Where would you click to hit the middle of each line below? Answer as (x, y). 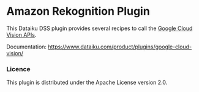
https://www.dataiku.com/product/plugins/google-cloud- (120, 47)
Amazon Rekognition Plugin (78, 11)
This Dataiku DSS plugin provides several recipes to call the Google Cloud (99, 28)
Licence (18, 69)
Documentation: (27, 47)
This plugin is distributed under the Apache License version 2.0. (87, 82)
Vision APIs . (21, 34)
